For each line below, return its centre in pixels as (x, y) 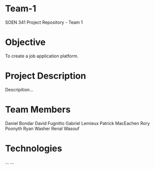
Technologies (34, 148)
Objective (25, 42)
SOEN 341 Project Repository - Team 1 (44, 22)
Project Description (46, 76)
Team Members (38, 110)
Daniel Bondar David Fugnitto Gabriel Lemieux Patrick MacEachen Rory (77, 123)
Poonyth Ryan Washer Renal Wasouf (42, 128)
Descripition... (19, 89)
